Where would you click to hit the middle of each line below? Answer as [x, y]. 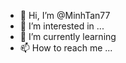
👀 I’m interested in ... [62, 26]
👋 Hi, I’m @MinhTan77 [65, 15]
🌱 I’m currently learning [68, 36]
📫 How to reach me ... [66, 48]
